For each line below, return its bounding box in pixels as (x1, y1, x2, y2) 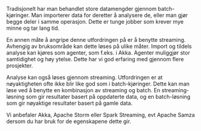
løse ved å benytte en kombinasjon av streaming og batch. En (6, 87, 161, 93)
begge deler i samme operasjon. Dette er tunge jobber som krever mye (6, 18, 184, 25)
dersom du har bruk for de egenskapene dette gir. (6, 118, 132, 125)
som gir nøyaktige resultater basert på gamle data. (6, 99, 133, 107)
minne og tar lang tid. (6, 24, 60, 32)
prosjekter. (6, 62, 33, 69)
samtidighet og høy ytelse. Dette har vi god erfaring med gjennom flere (6, 56, 184, 62)
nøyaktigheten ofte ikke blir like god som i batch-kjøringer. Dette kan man (6, 80, 190, 87)
